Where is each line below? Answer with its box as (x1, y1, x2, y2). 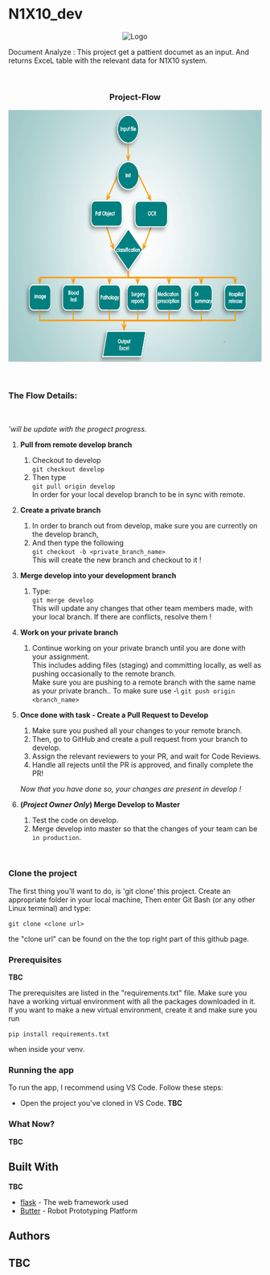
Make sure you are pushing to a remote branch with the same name (31, 677, 256, 687)
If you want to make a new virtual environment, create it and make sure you (8, 1005, 258, 1015)
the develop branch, (31, 529, 99, 539)
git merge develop (31, 596, 94, 604)
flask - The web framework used (19, 1197, 129, 1207)
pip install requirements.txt (8, 1030, 110, 1039)
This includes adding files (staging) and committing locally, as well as (31, 660, 262, 669)
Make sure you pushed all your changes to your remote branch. (31, 726, 243, 735)
